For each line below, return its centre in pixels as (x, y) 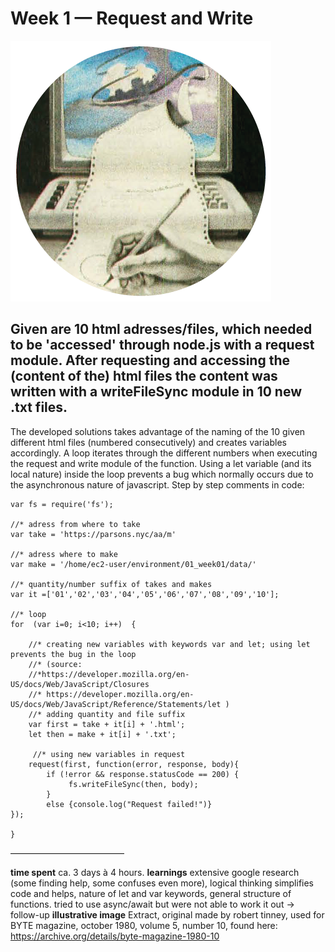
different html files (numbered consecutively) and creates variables (148, 442)
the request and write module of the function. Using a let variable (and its (161, 463)
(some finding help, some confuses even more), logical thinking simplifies (162, 883)
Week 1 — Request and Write (132, 18)
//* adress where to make (64, 554)
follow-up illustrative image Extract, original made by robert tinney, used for (167, 914)
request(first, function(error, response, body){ (134, 764)
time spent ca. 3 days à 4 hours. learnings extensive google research (155, 872)
